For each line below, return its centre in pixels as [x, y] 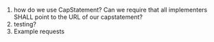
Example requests [39, 31]
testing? [25, 24]
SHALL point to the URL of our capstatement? [78, 17]
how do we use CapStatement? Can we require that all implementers [110, 10]
